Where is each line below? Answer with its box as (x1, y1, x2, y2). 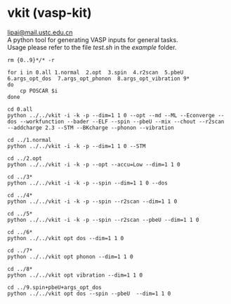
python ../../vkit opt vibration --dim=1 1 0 (7, 272, 143, 279)
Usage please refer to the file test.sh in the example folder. (7, 43, 177, 51)
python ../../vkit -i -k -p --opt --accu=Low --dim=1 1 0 (7, 161, 180, 168)
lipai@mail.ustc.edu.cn (7, 28, 73, 37)
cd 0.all (7, 105, 33, 113)
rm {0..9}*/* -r (7, 56, 55, 64)
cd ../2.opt (7, 154, 42, 162)
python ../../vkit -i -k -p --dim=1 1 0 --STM (7, 143, 146, 150)
